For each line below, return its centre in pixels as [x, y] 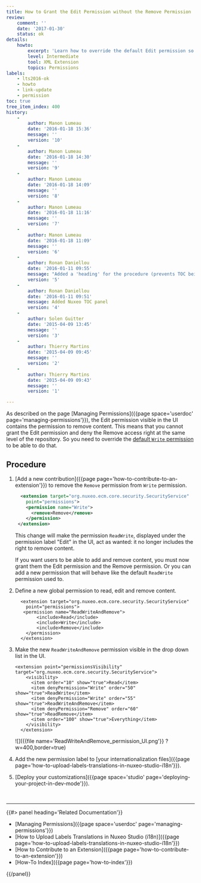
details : [17, 40]
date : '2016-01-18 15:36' [60, 129]
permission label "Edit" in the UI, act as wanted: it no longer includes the [104, 542]
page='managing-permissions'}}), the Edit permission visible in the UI [92, 420]
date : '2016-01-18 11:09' [60, 241]
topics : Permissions [53, 68]
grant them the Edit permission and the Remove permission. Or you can [103, 566]
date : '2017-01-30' [41, 29]
